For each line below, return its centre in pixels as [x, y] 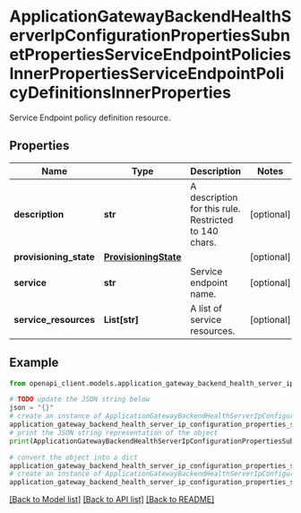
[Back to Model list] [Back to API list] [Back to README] [112, 500]
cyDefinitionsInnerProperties [120, 93]
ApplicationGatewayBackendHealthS [150, 17]
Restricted [212, 220]
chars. [203, 242]
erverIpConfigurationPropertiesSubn [150, 35]
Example [34, 363]
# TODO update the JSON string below [80, 400]
